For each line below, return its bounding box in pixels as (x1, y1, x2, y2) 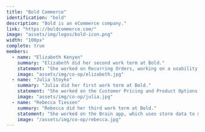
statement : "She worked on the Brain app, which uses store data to (17, 111, 195, 117)
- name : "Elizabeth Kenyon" (12, 54, 84, 60)
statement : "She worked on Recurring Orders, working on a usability (17, 65, 198, 72)
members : (6, 49, 29, 55)
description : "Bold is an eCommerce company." (6, 20, 127, 26)
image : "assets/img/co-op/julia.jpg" (17, 94, 113, 100)
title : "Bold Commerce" (6, 9, 67, 15)
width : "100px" (6, 37, 45, 43)
